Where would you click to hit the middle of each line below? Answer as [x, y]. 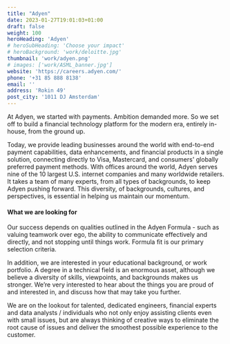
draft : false [26, 26]
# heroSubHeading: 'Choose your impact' [66, 46]
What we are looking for [42, 212]
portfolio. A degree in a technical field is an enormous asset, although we [111, 270]
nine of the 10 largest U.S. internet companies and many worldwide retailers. [116, 174]
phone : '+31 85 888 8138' [44, 78]
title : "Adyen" [29, 13]
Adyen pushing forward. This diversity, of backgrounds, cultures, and [106, 189]
